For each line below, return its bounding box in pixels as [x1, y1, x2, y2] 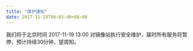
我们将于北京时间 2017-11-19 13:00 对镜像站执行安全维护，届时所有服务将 [6, 30, 182, 38]
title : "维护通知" [6, 8, 48, 15]
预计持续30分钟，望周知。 [16, 38, 80, 45]
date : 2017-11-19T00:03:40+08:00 [6, 14, 88, 20]
